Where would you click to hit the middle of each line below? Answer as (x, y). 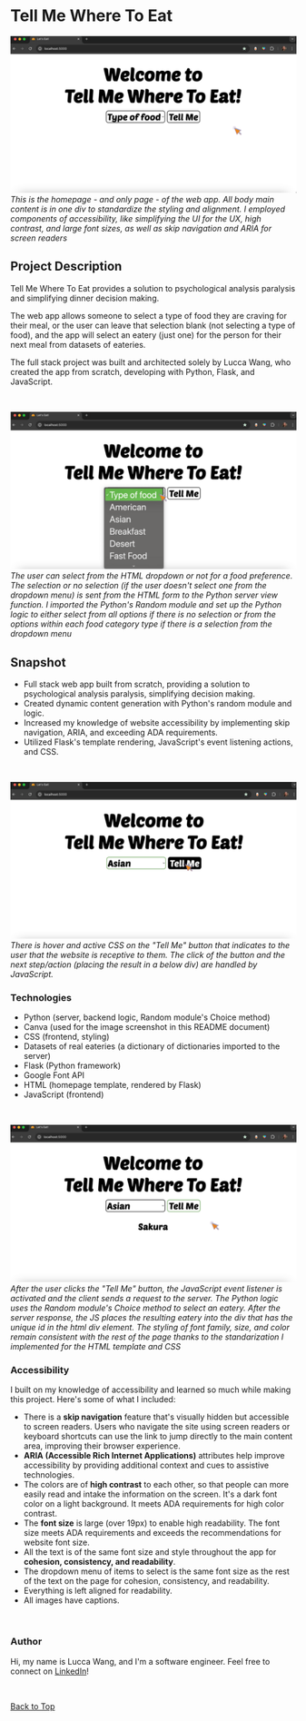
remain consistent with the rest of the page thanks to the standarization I (147, 1337)
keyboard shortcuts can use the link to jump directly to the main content (158, 1437)
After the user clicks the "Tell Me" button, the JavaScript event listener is (147, 1288)
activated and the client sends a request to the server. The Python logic (145, 1298)
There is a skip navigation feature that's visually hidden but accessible (156, 1417)
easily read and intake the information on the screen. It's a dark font (150, 1494)
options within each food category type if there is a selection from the (142, 624)
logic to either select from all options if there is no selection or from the (143, 615)
